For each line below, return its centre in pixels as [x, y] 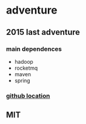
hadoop [24, 61]
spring [22, 80]
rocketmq [26, 68]
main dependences [34, 49]
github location [28, 96]
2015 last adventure [43, 32]
